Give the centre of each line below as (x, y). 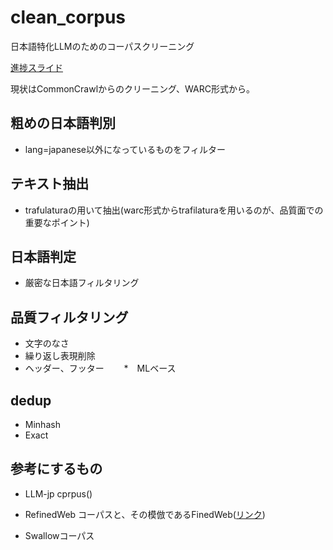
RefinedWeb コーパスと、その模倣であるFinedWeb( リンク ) (145, 514)
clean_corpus (68, 17)
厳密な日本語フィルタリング (82, 283)
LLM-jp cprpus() (58, 493)
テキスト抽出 (50, 184)
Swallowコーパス (59, 535)
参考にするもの (56, 469)
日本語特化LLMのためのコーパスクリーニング (102, 46)
